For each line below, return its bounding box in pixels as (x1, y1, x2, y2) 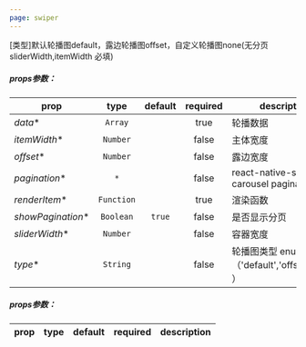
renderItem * (14, 193, 67, 205)
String (103, 259, 132, 269)
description (159, 325, 211, 338)
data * (14, 115, 40, 128)
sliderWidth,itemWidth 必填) (9, 51, 114, 62)
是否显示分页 (231, 211, 287, 223)
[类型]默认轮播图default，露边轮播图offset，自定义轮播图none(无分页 (9, 39, 269, 50)
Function (97, 194, 137, 204)
